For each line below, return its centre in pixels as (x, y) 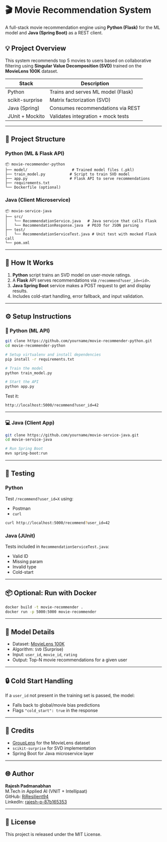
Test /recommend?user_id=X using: (39, 498)
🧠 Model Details (30, 632)
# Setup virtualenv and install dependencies (53, 355)
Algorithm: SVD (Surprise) (38, 649)
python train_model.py (29, 373)
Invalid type (24, 567)
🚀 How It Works (29, 263)
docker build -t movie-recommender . (44, 607)
